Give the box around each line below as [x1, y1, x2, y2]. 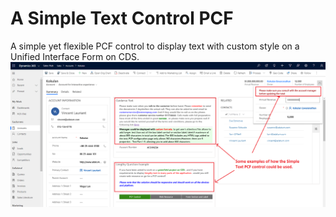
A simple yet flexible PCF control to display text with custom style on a [10, 40, 300, 52]
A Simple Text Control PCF [10, 7, 234, 30]
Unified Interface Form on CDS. [10, 50, 140, 62]
